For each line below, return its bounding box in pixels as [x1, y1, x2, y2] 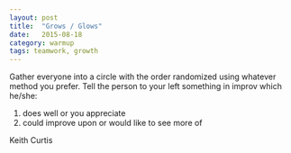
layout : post [9, 13, 59, 22]
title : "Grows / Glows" [9, 22, 103, 31]
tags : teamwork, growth [9, 47, 99, 56]
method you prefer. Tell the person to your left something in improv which [9, 81, 282, 92]
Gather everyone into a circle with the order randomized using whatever [9, 71, 277, 82]
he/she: [9, 91, 38, 102]
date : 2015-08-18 [9, 30, 83, 39]
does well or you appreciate [22, 108, 126, 119]
